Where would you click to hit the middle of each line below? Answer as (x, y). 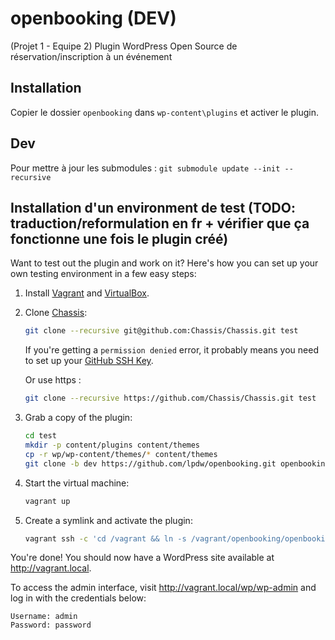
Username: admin (44, 617)
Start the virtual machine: (77, 483)
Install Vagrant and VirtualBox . (87, 293)
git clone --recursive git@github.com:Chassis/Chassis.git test (161, 331)
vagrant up (47, 501)
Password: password (51, 625)
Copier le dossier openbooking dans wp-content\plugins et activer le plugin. (164, 112)
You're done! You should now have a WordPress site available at (142, 558)
